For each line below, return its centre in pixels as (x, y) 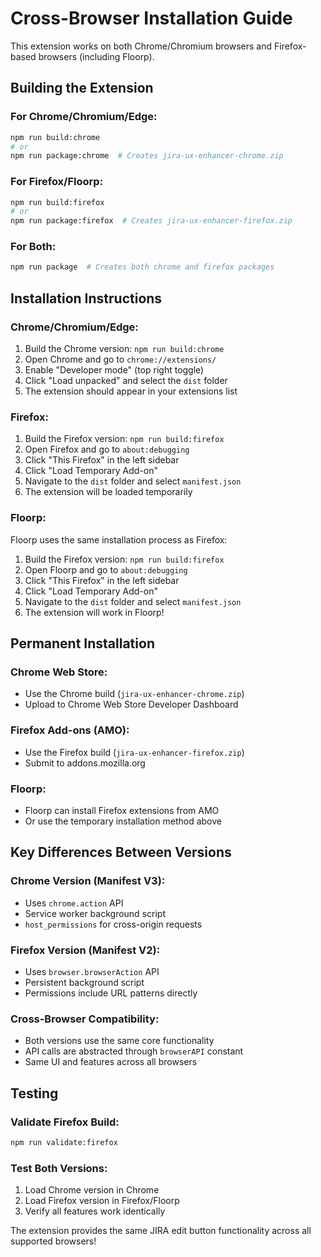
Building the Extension (82, 88)
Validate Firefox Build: (65, 1122)
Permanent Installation (82, 643)
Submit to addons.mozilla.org (85, 763)
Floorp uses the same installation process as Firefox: (119, 539)
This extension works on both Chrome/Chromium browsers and (141, 46)
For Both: (33, 247)
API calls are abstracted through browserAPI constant (134, 1051)
